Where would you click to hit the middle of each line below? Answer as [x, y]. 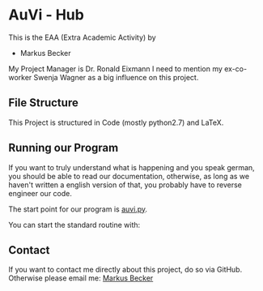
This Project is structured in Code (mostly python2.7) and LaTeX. [116, 122]
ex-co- [235, 68]
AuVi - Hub [47, 15]
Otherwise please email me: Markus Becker [81, 278]
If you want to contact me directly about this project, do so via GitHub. [125, 270]
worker [20, 77]
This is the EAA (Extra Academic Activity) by [82, 37]
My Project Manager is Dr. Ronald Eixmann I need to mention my [115, 68]
